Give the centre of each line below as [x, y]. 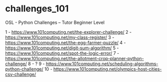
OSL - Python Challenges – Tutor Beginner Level [55, 22]
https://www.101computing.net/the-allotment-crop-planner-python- [74, 58]
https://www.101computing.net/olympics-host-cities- [107, 69]
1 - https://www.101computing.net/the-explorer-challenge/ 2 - [68, 32]
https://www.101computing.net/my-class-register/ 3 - [60, 37]
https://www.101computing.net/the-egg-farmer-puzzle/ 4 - [65, 42]
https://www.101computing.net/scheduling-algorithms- [102, 64]
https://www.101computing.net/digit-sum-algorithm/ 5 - [62, 48]
